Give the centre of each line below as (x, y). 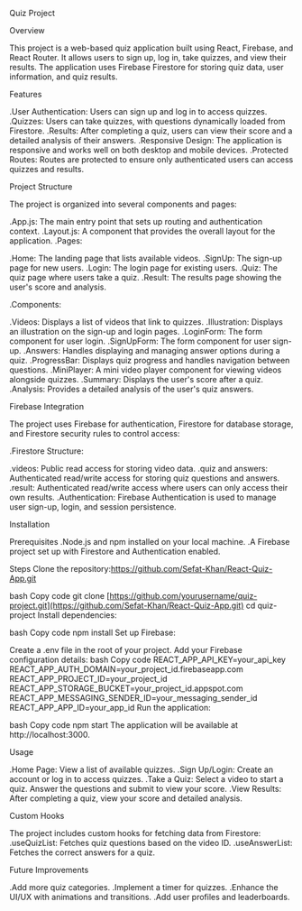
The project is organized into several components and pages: (123, 204)
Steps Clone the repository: (60, 569)
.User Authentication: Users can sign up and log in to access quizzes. (138, 111)
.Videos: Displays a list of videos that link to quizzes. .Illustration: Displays (146, 322)
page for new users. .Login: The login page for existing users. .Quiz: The (143, 268)
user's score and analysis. (58, 287)
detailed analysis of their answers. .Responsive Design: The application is (146, 140)
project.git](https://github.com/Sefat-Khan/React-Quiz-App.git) (127, 605)
